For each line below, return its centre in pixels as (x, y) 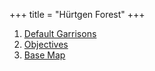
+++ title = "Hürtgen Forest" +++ (77, 14)
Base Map (44, 55)
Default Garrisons (60, 33)
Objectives (46, 44)
